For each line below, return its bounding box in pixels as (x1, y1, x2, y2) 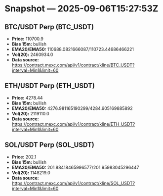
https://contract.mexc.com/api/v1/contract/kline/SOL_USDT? (11, 180, 135, 186)
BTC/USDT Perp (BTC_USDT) (4, 23, 94, 31)
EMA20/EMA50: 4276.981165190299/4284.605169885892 (11, 105, 133, 111)
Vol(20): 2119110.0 (11, 110, 50, 116)
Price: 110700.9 (11, 36, 44, 42)
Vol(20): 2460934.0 (11, 51, 53, 57)
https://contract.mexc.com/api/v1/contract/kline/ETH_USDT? (11, 121, 135, 127)
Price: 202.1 (11, 154, 37, 160)
